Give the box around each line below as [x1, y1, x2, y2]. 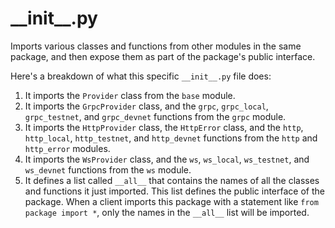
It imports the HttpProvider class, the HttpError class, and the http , [24, 121, 304, 133]
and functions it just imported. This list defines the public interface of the [24, 185, 325, 197]
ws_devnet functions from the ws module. [24, 163, 192, 176]
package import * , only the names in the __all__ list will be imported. [24, 206, 310, 218]
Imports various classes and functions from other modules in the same [10, 40, 302, 52]
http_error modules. [24, 142, 111, 154]
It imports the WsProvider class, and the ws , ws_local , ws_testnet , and [24, 153, 310, 165]
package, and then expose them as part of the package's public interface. [10, 50, 316, 62]
